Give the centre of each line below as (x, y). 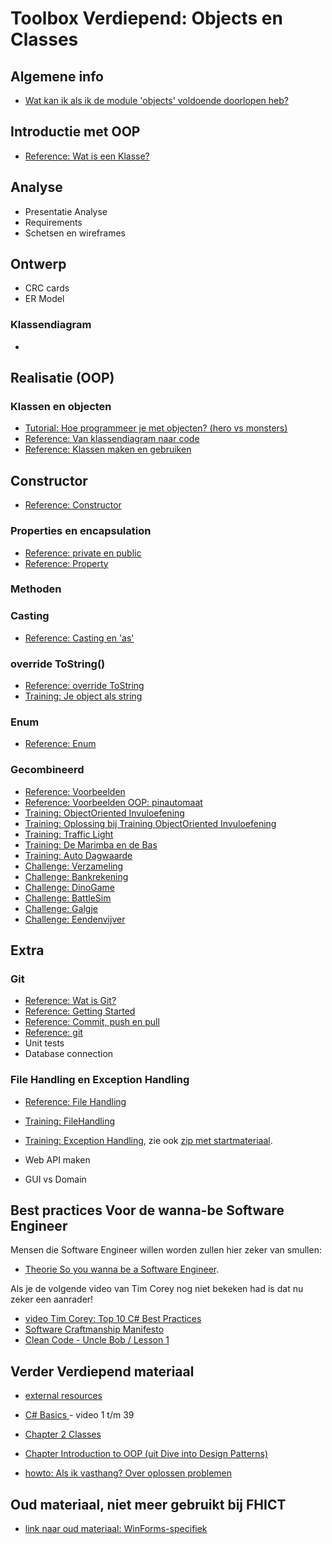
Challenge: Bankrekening (76, 876)
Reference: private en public (83, 553)
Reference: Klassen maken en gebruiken (108, 449)
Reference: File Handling (75, 1101)
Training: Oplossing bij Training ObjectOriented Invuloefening (150, 823)
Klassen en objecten (61, 407)
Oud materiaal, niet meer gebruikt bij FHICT (148, 1504)
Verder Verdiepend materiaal (102, 1371)
